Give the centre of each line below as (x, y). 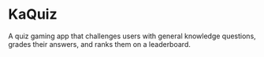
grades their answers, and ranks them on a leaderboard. (99, 44)
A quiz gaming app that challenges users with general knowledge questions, (132, 36)
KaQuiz (33, 14)
